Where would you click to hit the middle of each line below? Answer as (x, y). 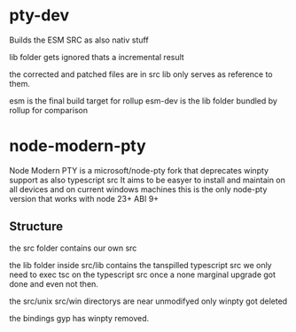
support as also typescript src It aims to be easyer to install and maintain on (148, 180)
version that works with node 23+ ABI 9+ (84, 198)
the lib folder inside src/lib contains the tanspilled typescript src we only (140, 265)
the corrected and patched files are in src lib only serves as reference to (141, 74)
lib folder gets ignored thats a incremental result (97, 57)
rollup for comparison (49, 110)
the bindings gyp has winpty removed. (79, 318)
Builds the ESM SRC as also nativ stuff (79, 40)
